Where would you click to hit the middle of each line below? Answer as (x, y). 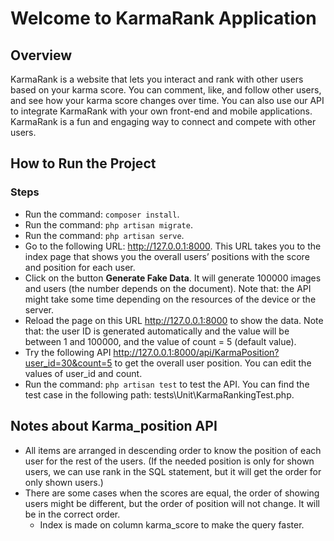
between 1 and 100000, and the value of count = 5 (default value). (160, 341)
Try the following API (68, 352)
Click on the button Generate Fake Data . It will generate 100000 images (173, 278)
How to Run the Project (83, 163)
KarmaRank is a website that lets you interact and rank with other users (157, 79)
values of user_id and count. (83, 373)
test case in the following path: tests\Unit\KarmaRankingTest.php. (159, 394)
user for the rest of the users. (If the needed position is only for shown (169, 461)
